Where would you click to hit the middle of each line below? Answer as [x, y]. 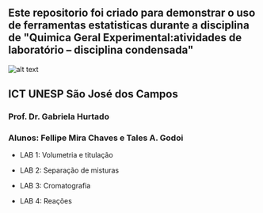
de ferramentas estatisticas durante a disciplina [129, 26]
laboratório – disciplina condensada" [101, 50]
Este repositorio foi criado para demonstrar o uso [132, 13]
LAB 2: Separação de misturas [69, 170]
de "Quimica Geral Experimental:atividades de [125, 38]
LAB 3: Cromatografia [55, 186]
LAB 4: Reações [46, 201]
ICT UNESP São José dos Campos [93, 94]
